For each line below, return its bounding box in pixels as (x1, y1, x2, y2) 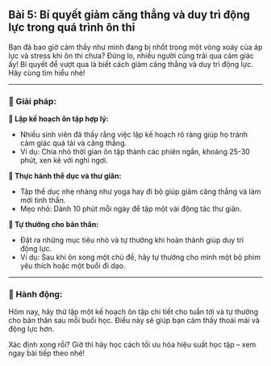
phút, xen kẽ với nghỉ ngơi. (19, 155, 109, 166)
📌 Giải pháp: (8, 95, 56, 107)
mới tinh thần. (19, 196, 66, 205)
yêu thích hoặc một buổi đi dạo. (19, 261, 126, 271)
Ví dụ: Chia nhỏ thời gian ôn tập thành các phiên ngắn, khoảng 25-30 (19, 147, 250, 157)
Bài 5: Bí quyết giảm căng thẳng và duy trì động (8, 8, 250, 22)
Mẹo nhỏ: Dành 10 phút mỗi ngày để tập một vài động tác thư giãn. (19, 204, 242, 214)
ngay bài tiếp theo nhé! (8, 348, 85, 358)
